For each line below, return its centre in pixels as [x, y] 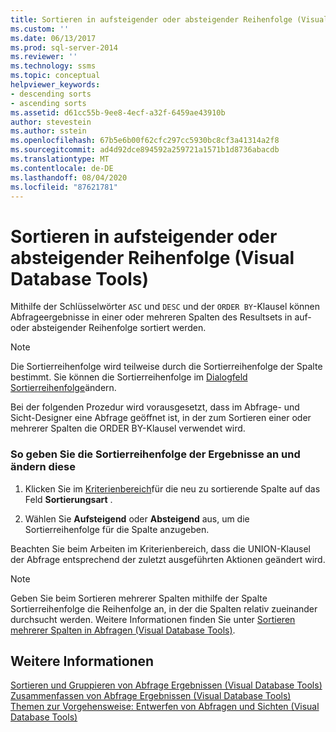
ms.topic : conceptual [55, 76]
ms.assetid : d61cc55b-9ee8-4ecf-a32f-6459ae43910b [118, 112]
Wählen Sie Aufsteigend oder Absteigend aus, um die [137, 518]
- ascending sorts [48, 103]
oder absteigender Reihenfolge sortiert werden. [108, 328]
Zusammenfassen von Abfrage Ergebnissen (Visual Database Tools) [151, 696]
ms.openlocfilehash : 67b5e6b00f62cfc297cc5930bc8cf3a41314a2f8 [145, 141]
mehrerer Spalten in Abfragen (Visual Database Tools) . [123, 630]
